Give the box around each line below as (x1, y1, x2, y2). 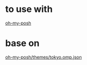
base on (5, 37, 39, 49)
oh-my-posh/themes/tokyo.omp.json (5, 54, 82, 60)
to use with (5, 3, 53, 15)
